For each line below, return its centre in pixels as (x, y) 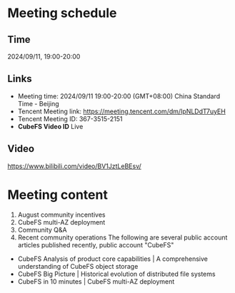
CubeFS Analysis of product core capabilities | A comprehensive (113, 259)
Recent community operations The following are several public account (122, 237)
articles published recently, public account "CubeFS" (96, 245)
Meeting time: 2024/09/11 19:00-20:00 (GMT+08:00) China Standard (119, 96)
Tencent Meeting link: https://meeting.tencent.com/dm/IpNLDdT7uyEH (122, 111)
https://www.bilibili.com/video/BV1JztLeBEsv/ (74, 166)
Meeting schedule (62, 13)
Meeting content (58, 195)
